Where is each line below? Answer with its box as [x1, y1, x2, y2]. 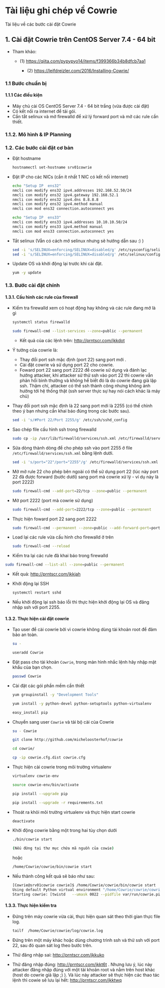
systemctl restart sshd [12, 590, 62, 595]
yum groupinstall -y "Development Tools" [12, 692, 99, 697]
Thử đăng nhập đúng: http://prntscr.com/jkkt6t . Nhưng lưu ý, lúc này [12, 961, 153, 967]
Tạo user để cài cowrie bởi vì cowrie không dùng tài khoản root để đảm [12, 627, 157, 633]
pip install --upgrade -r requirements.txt [12, 800, 103, 805]
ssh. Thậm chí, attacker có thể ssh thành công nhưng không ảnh [19, 383, 151, 389]
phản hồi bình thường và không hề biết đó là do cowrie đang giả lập [19, 378, 157, 383]
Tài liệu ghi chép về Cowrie [5, 5, 117, 16]
